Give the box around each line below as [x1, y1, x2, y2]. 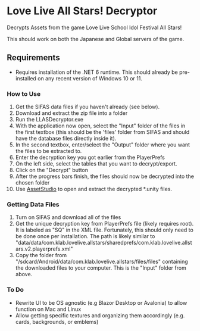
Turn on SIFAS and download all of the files [15, 214, 121, 221]
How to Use [7, 89, 41, 98]
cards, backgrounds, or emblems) [15, 318, 99, 325]
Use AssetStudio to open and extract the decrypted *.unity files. [15, 186, 172, 193]
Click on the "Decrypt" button [15, 167, 89, 174]
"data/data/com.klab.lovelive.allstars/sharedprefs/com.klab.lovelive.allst [15, 239, 192, 246]
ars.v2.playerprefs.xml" [15, 245, 73, 252]
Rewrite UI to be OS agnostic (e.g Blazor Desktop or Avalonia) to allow [15, 299, 187, 306]
